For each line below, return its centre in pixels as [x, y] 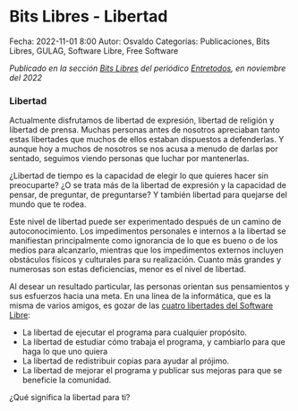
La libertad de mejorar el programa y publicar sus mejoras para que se [152, 371]
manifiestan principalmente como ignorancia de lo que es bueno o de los [144, 241]
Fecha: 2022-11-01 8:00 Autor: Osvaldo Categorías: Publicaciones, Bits [140, 41]
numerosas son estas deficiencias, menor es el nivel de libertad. [128, 270]
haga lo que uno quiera [65, 352]
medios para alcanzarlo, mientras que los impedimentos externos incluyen [146, 250]
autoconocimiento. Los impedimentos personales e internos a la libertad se [148, 231]
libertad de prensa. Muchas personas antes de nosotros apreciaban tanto [145, 130]
